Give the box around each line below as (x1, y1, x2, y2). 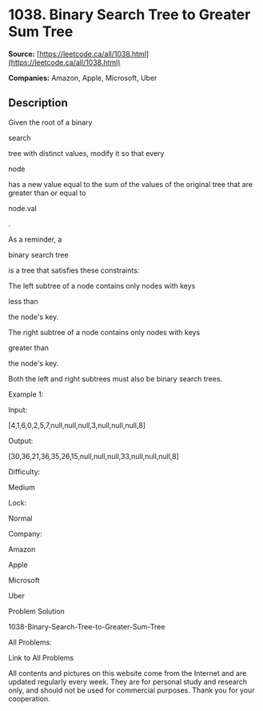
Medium (8, 482, 36, 492)
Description (8, 96, 68, 110)
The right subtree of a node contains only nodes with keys (8, 327, 201, 337)
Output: (8, 436, 34, 445)
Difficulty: (8, 466, 41, 477)
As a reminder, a (8, 234, 62, 244)
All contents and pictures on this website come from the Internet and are (8, 668, 247, 677)
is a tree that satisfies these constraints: (8, 266, 140, 275)
